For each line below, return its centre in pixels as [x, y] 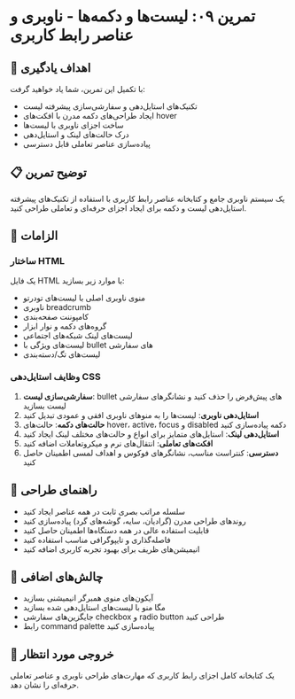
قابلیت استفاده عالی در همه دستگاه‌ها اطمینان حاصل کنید [116, 530]
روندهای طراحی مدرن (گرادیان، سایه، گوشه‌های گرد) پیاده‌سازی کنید [134, 521]
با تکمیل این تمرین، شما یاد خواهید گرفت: [78, 89]
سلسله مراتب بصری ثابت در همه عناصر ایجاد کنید [104, 511]
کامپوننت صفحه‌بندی [56, 316]
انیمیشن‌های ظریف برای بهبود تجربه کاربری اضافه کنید [111, 549]
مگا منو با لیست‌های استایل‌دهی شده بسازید [94, 608]
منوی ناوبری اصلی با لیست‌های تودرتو [84, 298]
